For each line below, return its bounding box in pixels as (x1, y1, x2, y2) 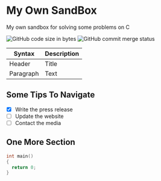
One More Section (6, 137, 75, 147)
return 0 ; (11, 164, 36, 170)
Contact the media (14, 119, 62, 126)
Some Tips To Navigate (6, 90, 95, 100)
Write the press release (14, 106, 74, 113)
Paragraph (9, 69, 39, 78)
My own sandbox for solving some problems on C (6, 23, 130, 31)
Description (45, 49, 80, 58)
